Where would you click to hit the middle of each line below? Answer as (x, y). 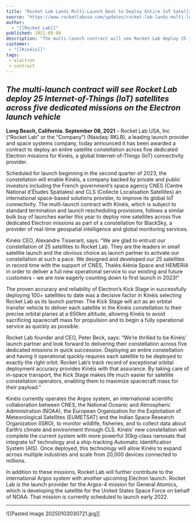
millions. (16, 461)
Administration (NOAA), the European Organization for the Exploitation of (94, 411)
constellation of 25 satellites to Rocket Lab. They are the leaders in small (93, 247)
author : (15, 22)
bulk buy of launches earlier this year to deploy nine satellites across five (94, 217)
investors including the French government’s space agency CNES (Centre (94, 186)
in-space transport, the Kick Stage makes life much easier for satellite (90, 375)
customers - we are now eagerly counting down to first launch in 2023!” (93, 278)
